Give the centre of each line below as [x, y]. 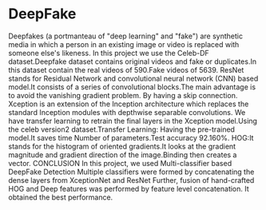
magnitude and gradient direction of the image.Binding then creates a [123, 155]
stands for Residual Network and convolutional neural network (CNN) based [133, 78]
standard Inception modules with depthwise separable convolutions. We [127, 112]
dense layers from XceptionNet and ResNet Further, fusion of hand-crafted [131, 180]
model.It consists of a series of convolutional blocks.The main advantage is [132, 87]
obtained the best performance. [61, 197]
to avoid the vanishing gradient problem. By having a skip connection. [123, 95]
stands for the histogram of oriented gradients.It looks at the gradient [122, 146]
